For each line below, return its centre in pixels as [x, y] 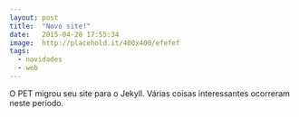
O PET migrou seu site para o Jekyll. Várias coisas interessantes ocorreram [149, 93]
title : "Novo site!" [50, 26]
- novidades [40, 59]
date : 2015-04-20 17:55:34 [64, 34]
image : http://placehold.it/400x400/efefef [95, 43]
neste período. [37, 103]
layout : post [34, 18]
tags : [19, 51]
